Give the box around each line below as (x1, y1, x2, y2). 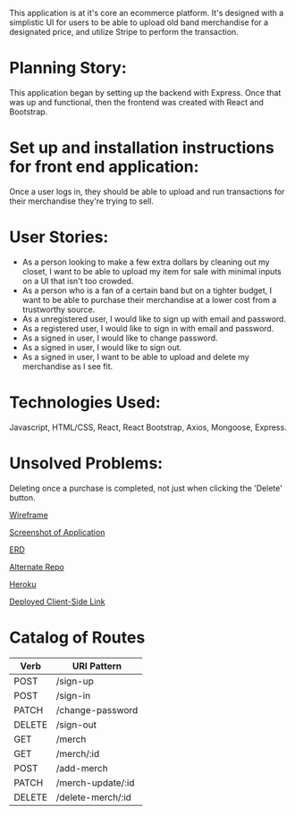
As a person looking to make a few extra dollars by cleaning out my (21, 256, 270, 267)
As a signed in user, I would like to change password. (21, 332, 218, 343)
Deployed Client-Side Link (9, 596, 105, 607)
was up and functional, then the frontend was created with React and (9, 97, 264, 107)
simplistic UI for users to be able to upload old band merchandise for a (9, 17, 269, 28)
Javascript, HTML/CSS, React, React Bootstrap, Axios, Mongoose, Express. (9, 422, 288, 433)
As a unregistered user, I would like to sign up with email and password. (21, 313, 286, 324)
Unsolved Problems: (9, 453, 164, 473)
